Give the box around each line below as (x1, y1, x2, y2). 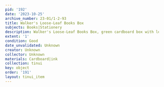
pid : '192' (5, 7, 27, 12)
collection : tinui (5, 61, 42, 66)
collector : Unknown (5, 52, 45, 57)
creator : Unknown (5, 47, 41, 52)
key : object (5, 66, 29, 71)
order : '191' (5, 70, 32, 75)
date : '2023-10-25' (5, 12, 45, 16)
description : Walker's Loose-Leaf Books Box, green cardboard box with (5, 29, 154, 34)
